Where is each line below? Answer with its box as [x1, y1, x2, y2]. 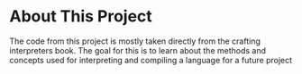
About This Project [9, 6, 153, 27]
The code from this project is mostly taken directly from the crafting [9, 36, 261, 46]
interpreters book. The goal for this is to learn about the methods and [9, 45, 267, 55]
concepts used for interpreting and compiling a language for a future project [9, 54, 293, 65]
